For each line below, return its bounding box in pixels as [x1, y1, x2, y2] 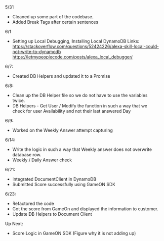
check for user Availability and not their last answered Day [12, 108, 131, 114]
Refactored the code [12, 200, 54, 206]
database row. [12, 152, 41, 157]
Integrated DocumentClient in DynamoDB [12, 176, 96, 182]
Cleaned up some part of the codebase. [12, 14, 94, 19]
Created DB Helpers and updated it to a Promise [12, 73, 110, 79]
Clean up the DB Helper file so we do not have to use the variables [12, 93, 148, 98]
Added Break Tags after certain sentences [12, 19, 99, 25]
